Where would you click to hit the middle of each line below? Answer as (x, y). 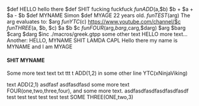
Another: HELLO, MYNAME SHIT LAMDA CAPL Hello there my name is (92, 40)
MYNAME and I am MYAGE (40, 47)
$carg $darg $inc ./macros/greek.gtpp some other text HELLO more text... (97, 34)
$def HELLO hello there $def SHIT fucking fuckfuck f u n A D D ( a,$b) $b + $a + (100, 9)
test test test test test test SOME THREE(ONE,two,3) (70, 97)
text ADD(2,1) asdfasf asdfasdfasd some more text (68, 85)
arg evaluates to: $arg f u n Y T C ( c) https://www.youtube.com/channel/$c (94, 21)
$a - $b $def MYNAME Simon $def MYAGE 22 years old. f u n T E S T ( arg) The (99, 15)
